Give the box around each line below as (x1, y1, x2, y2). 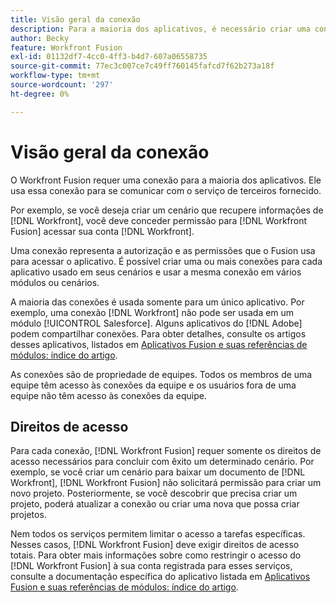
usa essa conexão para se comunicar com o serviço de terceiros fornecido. (10, 184, 322, 196)
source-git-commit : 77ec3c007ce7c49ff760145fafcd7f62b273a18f (10, 61, 275, 71)
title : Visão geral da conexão (10, 14, 141, 25)
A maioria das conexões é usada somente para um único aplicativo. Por (10, 296, 305, 308)
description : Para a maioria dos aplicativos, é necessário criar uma (10, 24, 311, 34)
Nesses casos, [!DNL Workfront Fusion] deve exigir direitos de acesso (10, 539, 300, 551)
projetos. (10, 509, 47, 521)
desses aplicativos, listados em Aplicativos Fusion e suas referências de (10, 338, 308, 350)
